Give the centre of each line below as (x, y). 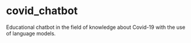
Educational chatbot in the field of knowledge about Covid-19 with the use (96, 27)
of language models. (31, 33)
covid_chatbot (42, 11)
